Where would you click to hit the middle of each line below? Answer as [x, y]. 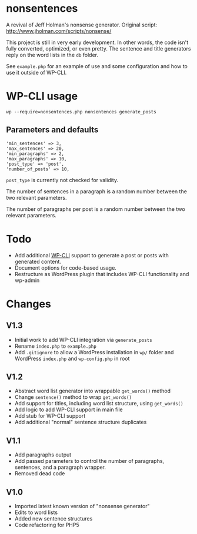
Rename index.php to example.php [56, 346]
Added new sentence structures [54, 519]
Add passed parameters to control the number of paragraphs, [89, 461]
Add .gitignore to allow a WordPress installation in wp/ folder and [94, 352]
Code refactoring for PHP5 [47, 525]
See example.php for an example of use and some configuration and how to [97, 66]
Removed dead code [40, 473]
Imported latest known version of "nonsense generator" [82, 506]
